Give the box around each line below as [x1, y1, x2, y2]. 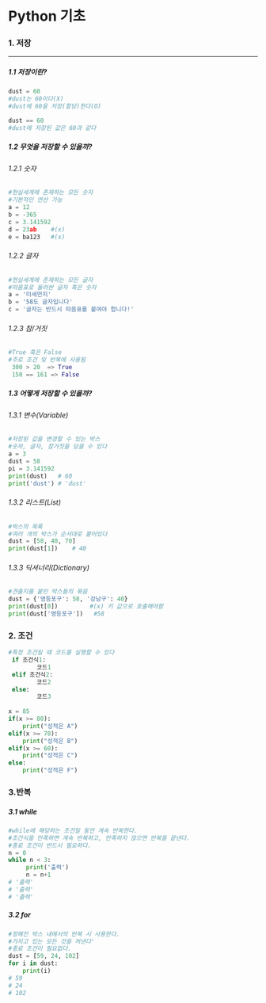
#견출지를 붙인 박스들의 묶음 [8, 588, 88, 596]
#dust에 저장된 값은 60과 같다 [8, 124, 97, 132]
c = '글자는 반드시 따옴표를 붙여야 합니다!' [8, 306, 135, 314]
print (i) [22, 967, 51, 975]
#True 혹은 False [8, 349, 62, 357]
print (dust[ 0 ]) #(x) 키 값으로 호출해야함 [8, 603, 164, 611]
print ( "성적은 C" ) [22, 752, 78, 760]
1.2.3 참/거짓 [8, 323, 47, 333]
